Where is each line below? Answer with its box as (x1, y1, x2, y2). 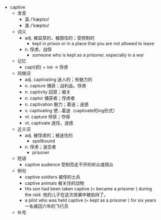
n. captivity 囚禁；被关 (24, 89, 71, 95)
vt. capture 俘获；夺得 (24, 114, 71, 120)
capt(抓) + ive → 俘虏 (24, 64, 69, 70)
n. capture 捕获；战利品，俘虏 (24, 83, 86, 88)
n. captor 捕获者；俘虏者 (24, 95, 76, 101)
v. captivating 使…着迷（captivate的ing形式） (24, 108, 118, 113)
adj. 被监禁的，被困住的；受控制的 (24, 35, 95, 41)
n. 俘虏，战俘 (24, 47, 52, 52)
